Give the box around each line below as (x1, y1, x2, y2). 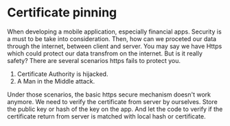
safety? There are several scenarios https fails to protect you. (7, 56, 181, 64)
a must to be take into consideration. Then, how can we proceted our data (7, 34, 217, 42)
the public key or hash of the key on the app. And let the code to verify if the (7, 105, 223, 113)
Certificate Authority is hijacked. (16, 70, 108, 78)
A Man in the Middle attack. (16, 77, 95, 85)
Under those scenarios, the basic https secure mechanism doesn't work (7, 90, 211, 99)
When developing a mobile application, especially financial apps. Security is (7, 27, 222, 36)
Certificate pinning (7, 5, 117, 21)
